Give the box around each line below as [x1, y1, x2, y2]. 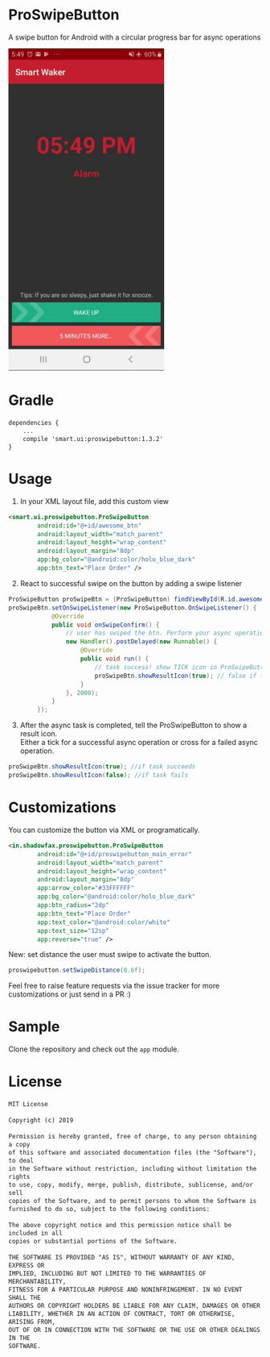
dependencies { [8, 418, 59, 427]
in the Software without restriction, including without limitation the [8, 1165, 257, 1173]
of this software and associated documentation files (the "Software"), [8, 1149, 257, 1157]
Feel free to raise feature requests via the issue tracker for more [8, 981, 220, 991]
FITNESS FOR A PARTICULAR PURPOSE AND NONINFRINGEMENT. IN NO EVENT [8, 1286, 243, 1294]
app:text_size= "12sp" [37, 926, 110, 934]
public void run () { [80, 655, 149, 663]
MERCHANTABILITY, [8, 1278, 67, 1286]
